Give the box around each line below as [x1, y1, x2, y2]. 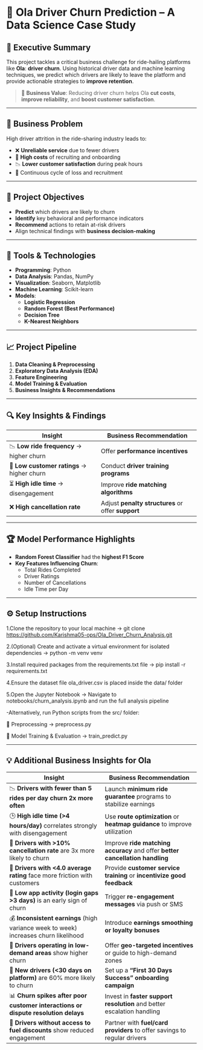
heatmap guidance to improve [105, 820, 192, 828]
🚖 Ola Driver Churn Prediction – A [6, 5, 175, 19]
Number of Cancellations [24, 579, 86, 586]
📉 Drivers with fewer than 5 [9, 784, 92, 792]
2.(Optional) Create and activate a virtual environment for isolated [6, 643, 170, 650]
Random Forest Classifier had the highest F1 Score [14, 553, 144, 561]
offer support [100, 507, 140, 515]
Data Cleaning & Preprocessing [14, 361, 95, 368]
